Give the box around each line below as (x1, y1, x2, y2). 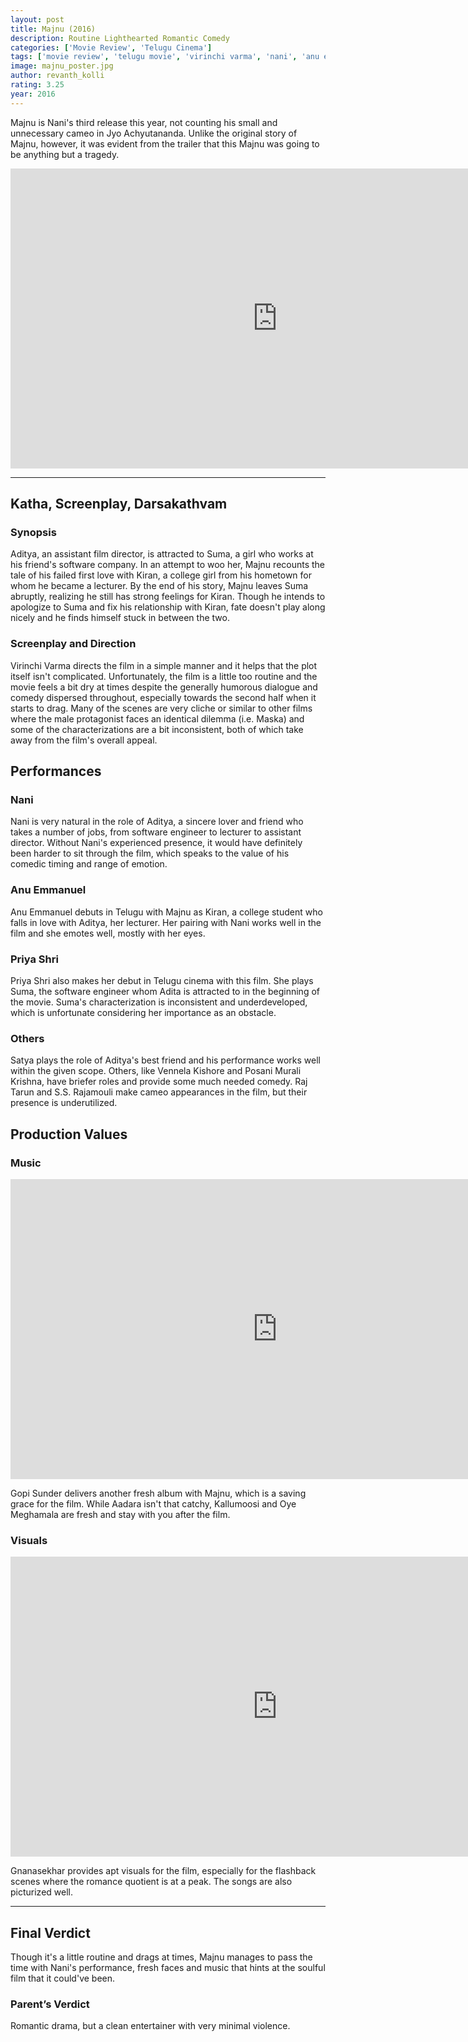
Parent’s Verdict (10, 1997, 90, 2011)
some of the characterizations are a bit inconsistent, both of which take (10, 723, 304, 735)
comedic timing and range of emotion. (10, 858, 168, 870)
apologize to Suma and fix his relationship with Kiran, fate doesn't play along (10, 601, 326, 613)
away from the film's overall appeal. (10, 734, 158, 746)
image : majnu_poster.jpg (10, 61, 114, 71)
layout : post (10, 14, 65, 25)
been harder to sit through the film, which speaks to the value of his (10, 847, 290, 860)
